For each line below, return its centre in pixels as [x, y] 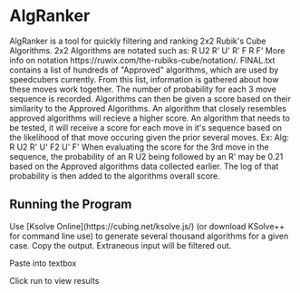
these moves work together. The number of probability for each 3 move [143, 89]
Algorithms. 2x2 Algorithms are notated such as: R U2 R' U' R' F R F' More [147, 50]
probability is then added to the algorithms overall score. [115, 176]
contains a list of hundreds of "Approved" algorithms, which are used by [144, 70]
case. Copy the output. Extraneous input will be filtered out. [121, 245]
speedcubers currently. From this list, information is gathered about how [144, 79]
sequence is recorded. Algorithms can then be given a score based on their [150, 98]
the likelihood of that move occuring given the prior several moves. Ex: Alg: [150, 137]
